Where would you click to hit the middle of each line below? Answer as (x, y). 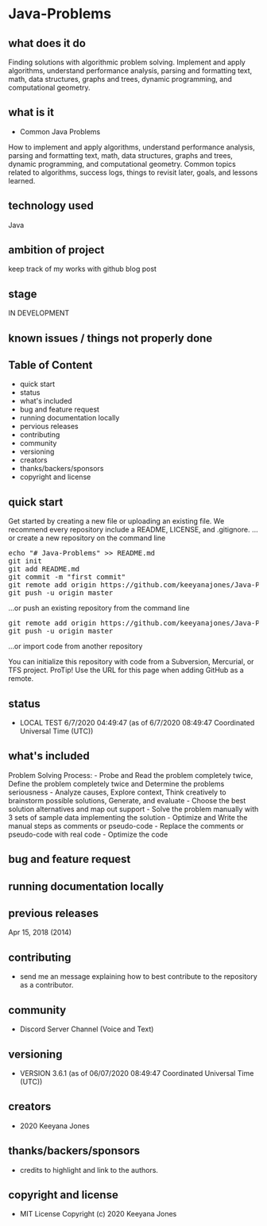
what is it (31, 112)
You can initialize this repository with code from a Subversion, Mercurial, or (131, 662)
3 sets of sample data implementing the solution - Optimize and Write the (128, 817)
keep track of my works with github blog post (83, 269)
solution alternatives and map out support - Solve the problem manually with (133, 809)
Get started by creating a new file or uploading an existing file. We (116, 521)
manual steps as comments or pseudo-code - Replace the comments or (126, 826)
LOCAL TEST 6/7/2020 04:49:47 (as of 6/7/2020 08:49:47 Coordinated (137, 723)
